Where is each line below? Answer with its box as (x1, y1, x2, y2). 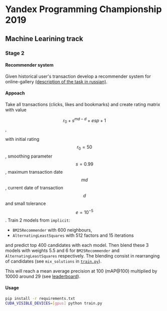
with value (5, 107, 27, 113)
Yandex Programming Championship (5, 4, 162, 15)
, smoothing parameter (5, 153, 53, 160)
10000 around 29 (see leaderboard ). (5, 273, 80, 279)
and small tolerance (5, 200, 46, 206)
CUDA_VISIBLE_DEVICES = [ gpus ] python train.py (5, 300, 102, 306)
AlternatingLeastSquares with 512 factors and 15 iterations (12, 232, 134, 238)
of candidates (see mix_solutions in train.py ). (5, 258, 102, 264)
